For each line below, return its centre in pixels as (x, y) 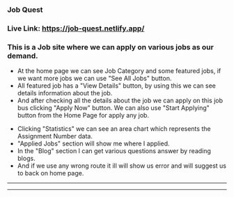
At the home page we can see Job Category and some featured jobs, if (119, 71)
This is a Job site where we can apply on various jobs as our (110, 47)
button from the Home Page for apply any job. (83, 116)
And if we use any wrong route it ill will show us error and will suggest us (122, 166)
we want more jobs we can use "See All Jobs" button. (94, 79)
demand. (23, 56)
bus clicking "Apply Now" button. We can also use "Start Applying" (114, 108)
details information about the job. (65, 93)
